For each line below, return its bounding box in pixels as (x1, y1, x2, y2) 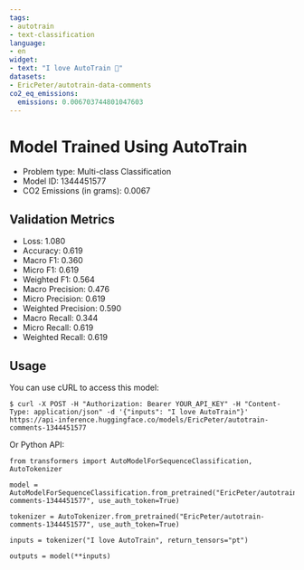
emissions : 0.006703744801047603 (17, 97, 144, 107)
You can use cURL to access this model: (9, 382, 160, 393)
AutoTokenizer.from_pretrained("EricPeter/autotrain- (57, 512, 265, 521)
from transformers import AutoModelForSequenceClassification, (9, 456, 253, 466)
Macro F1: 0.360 (22, 255, 83, 266)
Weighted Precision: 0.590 (22, 303, 122, 314)
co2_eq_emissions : (9, 89, 79, 98)
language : (9, 38, 47, 48)
